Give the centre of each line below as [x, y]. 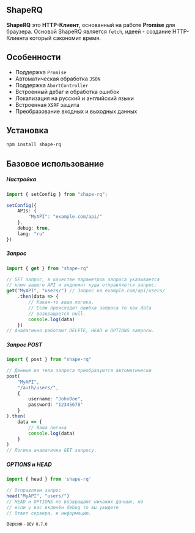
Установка [28, 130]
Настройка [21, 179]
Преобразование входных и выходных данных [76, 111]
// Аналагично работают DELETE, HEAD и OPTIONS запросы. [80, 331]
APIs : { [27, 211]
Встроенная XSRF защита [47, 104]
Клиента [17, 38]
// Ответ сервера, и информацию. [49, 513]
